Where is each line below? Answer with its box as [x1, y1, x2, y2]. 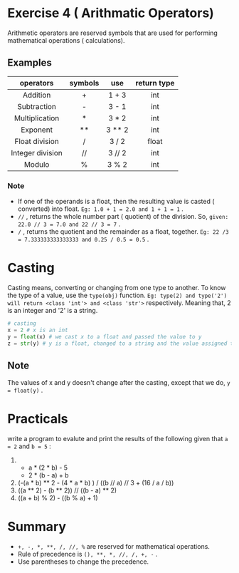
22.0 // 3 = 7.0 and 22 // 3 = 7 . [17, 220, 121, 229]
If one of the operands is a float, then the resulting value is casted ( [17, 197, 215, 206]
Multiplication [14, 113, 60, 123]
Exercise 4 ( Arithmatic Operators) [7, 5, 215, 21]
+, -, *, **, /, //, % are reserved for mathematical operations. [17, 542, 210, 551]
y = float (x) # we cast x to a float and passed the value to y [7, 333, 202, 340]
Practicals [7, 411, 69, 427]
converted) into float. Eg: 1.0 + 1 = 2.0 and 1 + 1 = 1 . [17, 205, 184, 213]
